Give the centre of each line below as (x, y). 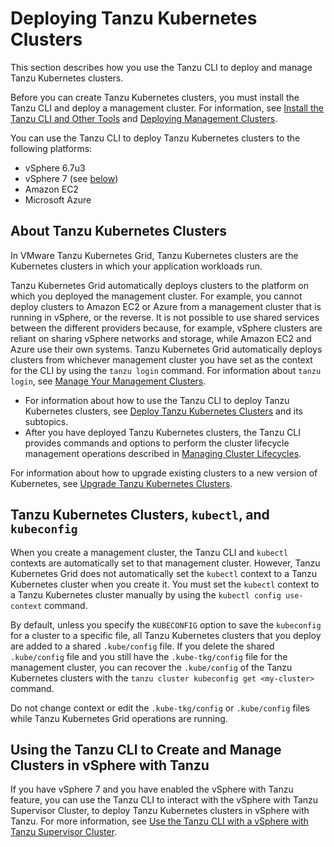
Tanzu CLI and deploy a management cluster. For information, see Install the (167, 108)
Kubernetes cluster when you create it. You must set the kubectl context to (165, 584)
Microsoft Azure (58, 199)
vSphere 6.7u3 (55, 168)
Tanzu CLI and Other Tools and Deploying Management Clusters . (144, 118)
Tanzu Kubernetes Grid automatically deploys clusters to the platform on (159, 285)
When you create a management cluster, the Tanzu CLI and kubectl (149, 552)
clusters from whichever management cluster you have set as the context (161, 359)
